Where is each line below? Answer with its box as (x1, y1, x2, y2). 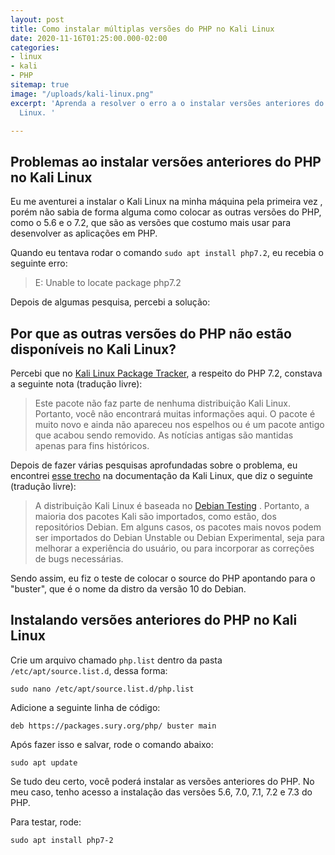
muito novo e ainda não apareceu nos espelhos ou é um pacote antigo (34, 419, 325, 430)
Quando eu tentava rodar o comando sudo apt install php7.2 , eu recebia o (10, 247, 324, 259)
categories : (10, 42, 60, 53)
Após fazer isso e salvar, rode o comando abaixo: (10, 738, 214, 750)
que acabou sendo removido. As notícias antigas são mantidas (34, 429, 294, 441)
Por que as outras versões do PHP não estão (10, 325, 292, 342)
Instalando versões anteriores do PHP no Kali (10, 612, 298, 629)
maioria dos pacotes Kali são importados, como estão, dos (34, 511, 277, 522)
